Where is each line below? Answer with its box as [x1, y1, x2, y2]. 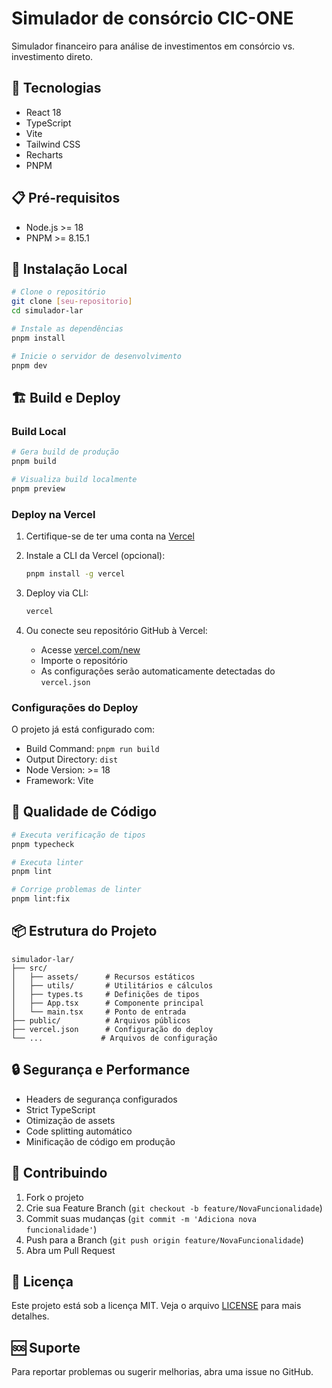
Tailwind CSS [25, 138, 81, 150]
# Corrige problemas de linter [11, 885, 142, 895]
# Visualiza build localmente [11, 474, 138, 484]
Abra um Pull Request [25, 1244, 116, 1256]
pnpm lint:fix [11, 894, 71, 904]
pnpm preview [11, 483, 66, 494]
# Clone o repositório [11, 287, 106, 297]
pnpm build [11, 457, 57, 467]
